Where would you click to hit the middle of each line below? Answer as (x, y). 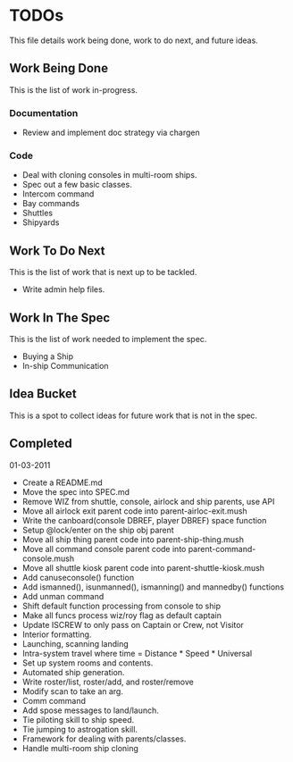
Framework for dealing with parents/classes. (104, 739)
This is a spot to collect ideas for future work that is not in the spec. (133, 415)
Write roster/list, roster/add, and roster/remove (108, 682)
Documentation (44, 113)
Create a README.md (62, 482)
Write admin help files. (63, 289)
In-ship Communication (65, 365)
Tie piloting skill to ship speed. (78, 719)
